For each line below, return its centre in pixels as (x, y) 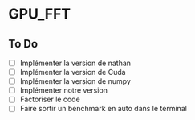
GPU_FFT (40, 14)
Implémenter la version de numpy (75, 81)
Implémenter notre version (64, 90)
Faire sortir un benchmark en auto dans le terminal (103, 109)
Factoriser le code (50, 99)
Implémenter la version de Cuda (73, 72)
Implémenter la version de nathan (75, 63)
